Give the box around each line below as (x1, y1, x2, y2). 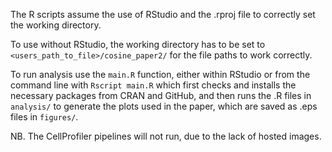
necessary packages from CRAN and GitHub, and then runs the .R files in (10, 90, 312, 101)
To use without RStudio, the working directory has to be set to (10, 39, 266, 50)
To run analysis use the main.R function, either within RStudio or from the (10, 69, 311, 80)
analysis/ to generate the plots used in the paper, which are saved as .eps (10, 100, 318, 112)
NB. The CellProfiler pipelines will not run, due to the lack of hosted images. (10, 130, 322, 142)
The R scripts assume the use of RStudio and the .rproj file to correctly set (10, 9, 316, 20)
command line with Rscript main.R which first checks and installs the (10, 79, 297, 91)
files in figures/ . (10, 111, 79, 123)
